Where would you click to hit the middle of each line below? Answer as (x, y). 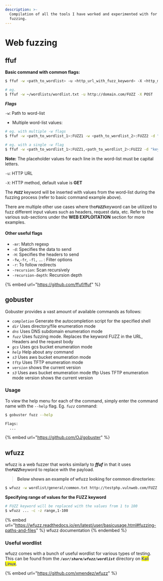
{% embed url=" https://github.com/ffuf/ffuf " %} (53, 284)
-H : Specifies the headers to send (45, 254)
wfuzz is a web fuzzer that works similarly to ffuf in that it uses (68, 464)
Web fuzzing (31, 43)
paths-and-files (21, 530)
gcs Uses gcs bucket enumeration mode (52, 347)
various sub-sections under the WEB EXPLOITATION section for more (75, 217)
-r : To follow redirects (34, 264)
